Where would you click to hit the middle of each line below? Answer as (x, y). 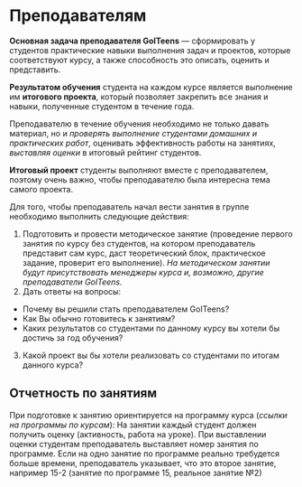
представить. (35, 70)
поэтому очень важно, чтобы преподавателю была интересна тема (140, 179)
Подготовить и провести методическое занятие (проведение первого (157, 234)
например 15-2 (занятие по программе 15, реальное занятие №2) (136, 473)
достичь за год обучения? (73, 337)
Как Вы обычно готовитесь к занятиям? (99, 318)
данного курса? (53, 365)
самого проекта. (41, 189)
